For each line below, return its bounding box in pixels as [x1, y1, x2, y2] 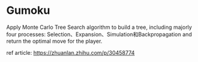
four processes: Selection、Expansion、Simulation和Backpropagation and [6, 31, 193, 38]
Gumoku [6, 4, 50, 17]
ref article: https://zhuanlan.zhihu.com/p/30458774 [6, 49, 135, 56]
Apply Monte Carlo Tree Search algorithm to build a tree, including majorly [6, 23, 193, 31]
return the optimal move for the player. [6, 37, 103, 45]
